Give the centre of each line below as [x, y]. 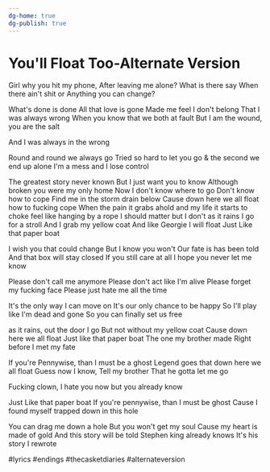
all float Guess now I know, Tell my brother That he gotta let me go [118, 371]
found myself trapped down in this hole [73, 411]
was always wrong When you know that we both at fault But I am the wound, [135, 118]
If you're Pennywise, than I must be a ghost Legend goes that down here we [135, 362]
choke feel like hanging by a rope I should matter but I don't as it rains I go [131, 216]
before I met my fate [42, 347]
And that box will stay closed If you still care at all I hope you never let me [130, 258]
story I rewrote [33, 444]
